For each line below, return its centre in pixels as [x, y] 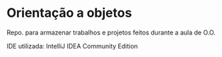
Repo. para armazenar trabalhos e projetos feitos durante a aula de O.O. [111, 32]
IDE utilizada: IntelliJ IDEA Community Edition [72, 46]
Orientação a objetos [69, 13]
